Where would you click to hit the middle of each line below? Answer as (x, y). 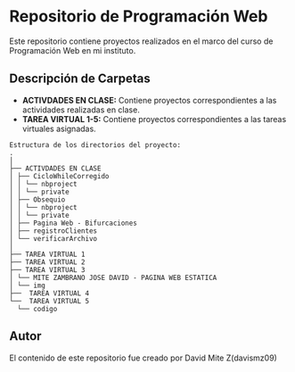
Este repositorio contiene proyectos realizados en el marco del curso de (141, 41)
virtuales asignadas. (59, 128)
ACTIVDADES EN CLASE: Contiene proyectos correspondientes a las (149, 100)
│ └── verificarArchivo (53, 238)
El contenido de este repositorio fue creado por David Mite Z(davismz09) (143, 358)
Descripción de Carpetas (80, 79)
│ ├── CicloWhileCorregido (59, 176)
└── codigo (37, 309)
